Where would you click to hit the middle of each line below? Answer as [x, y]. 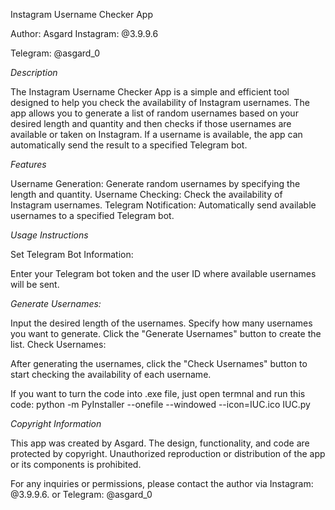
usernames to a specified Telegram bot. [92, 215]
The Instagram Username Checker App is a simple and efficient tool [150, 92]
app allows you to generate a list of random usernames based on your [154, 113]
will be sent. [35, 284]
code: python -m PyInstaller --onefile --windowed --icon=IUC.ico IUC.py [160, 404]
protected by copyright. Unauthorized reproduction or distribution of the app [168, 453]
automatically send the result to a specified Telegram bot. [129, 145]
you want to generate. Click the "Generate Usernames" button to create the [166, 333]
